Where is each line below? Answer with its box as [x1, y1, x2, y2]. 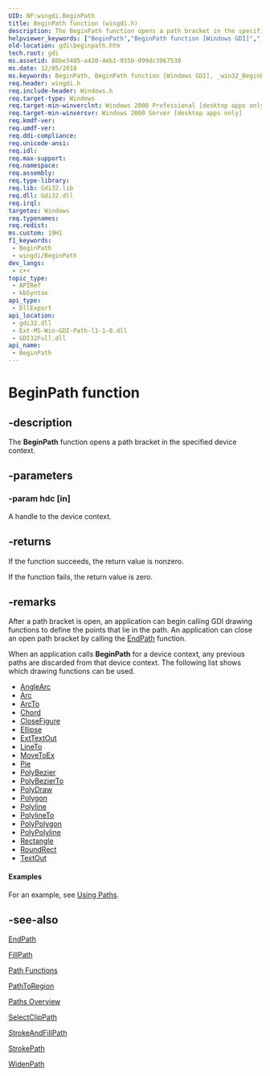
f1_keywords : [8, 237, 52, 245]
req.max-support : [8, 154, 67, 162]
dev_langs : [8, 259, 45, 267]
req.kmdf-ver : [8, 117, 56, 125]
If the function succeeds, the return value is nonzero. [8, 556, 185, 566]
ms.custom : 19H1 [8, 229, 63, 238]
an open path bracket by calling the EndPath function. [8, 634, 186, 643]
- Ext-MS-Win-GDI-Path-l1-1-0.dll [11, 326, 128, 334]
